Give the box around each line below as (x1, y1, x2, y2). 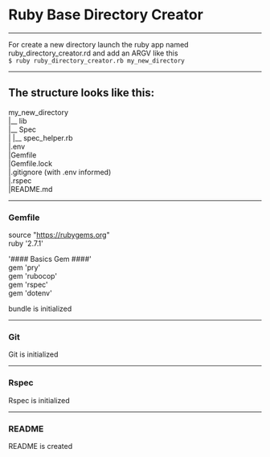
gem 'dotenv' (8, 288, 52, 298)
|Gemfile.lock (8, 158, 53, 168)
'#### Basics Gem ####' (8, 255, 92, 264)
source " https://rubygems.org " (8, 231, 110, 240)
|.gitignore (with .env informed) (8, 167, 112, 177)
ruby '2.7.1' (8, 239, 44, 248)
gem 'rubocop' (8, 271, 58, 281)
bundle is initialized (8, 304, 72, 314)
